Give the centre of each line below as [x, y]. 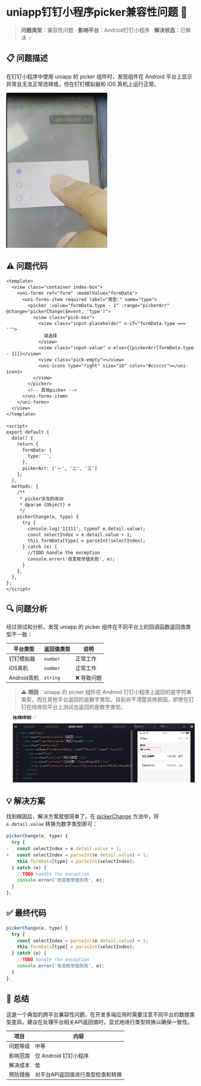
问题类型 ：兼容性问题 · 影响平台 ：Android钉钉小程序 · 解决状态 [98, 30]
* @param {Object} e [45, 505]
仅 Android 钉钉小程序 [62, 1055]
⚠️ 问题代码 [27, 266]
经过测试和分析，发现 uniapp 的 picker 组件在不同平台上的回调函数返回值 [96, 627]
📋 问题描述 [27, 58]
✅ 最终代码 [26, 913]
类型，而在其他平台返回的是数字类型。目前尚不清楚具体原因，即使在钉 [107, 699]
